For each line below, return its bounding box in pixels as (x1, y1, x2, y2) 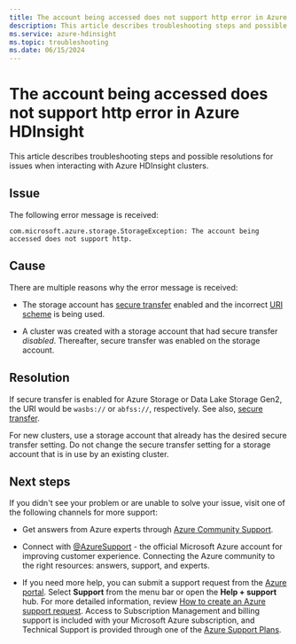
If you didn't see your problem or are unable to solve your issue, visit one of (9, 498, 285, 508)
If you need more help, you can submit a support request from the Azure (21, 578, 287, 588)
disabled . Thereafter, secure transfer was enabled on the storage (21, 335, 261, 345)
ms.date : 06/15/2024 (9, 46, 86, 55)
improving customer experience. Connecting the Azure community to (21, 551, 276, 562)
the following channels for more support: (9, 507, 158, 518)
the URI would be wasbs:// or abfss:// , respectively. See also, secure (9, 403, 263, 414)
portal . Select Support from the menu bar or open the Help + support (21, 586, 277, 598)
